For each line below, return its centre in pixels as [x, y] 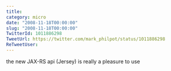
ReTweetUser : [22, 45]
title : [14, 12]
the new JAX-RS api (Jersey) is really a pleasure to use [73, 61]
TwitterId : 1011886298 [34, 34]
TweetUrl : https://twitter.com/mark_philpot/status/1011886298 [86, 39]
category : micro [26, 17]
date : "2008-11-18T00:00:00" [42, 22]
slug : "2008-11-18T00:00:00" [42, 28]
